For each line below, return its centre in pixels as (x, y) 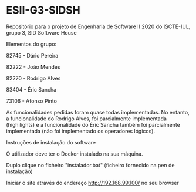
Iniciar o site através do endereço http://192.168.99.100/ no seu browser (92, 183)
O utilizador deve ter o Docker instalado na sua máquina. (75, 154)
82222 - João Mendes (33, 67)
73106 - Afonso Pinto (32, 101)
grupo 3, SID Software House (42, 32)
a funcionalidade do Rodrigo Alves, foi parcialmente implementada (87, 119)
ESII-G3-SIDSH (43, 10)
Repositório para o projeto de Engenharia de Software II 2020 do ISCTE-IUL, (98, 26)
